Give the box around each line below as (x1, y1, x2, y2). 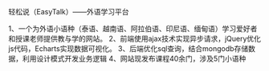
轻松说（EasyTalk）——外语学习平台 (8, 7, 130, 16)
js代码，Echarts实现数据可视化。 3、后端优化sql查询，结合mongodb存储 (8, 44, 249, 53)
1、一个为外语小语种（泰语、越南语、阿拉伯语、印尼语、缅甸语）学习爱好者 (8, 24, 258, 34)
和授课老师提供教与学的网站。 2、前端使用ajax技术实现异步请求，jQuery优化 (8, 34, 262, 43)
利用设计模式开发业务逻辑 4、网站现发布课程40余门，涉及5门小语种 (22, 54, 247, 63)
